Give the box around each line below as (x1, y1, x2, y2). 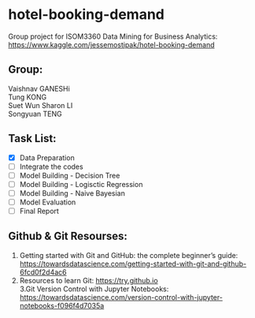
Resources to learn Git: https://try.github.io (19, 275, 159, 285)
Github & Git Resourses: (8, 230, 128, 243)
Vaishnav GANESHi (8, 84, 71, 93)
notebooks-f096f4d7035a (19, 301, 105, 310)
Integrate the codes (19, 162, 84, 171)
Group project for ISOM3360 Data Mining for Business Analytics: (8, 32, 218, 41)
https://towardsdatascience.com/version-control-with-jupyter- (19, 292, 223, 301)
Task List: (8, 132, 57, 145)
